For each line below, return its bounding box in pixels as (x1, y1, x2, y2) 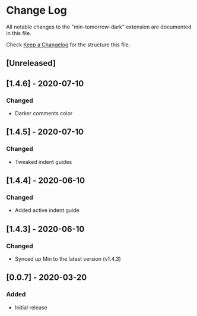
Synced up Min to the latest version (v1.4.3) (14, 255, 122, 263)
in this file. (6, 29, 31, 36)
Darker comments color (14, 110, 73, 117)
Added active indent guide (14, 207, 80, 214)
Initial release (14, 304, 47, 311)
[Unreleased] (6, 58, 56, 68)
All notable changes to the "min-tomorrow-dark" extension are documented (6, 23, 192, 30)
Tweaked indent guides (14, 158, 72, 165)
